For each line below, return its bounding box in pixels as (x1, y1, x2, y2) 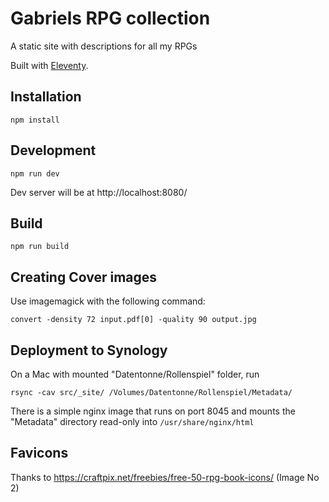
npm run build (10, 242, 70, 252)
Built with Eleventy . (10, 59, 89, 71)
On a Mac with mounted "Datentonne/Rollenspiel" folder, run (10, 368, 260, 380)
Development (10, 142, 97, 159)
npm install (10, 115, 60, 125)
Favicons (10, 445, 69, 462)
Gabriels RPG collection (10, 7, 211, 30)
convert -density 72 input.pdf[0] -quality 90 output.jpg (10, 315, 257, 325)
